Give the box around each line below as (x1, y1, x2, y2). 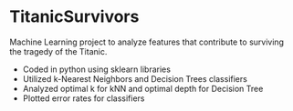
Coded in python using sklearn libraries (22, 64, 172, 75)
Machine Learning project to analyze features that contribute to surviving (9, 36, 285, 47)
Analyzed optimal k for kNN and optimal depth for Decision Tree (22, 83, 264, 94)
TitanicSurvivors (9, 6, 140, 27)
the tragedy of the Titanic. (9, 45, 108, 56)
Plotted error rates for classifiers (22, 93, 145, 104)
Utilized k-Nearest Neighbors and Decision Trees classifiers (22, 73, 248, 84)
